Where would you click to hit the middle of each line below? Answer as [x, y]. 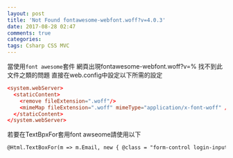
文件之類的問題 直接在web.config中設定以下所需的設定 [85, 75]
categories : [24, 39]
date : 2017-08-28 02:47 [42, 26]
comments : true [29, 33]
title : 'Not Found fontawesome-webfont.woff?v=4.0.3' [87, 20]
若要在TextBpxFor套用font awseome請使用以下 [74, 134]
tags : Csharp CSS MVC [38, 46]
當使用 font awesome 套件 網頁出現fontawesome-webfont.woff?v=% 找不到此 [115, 66]
